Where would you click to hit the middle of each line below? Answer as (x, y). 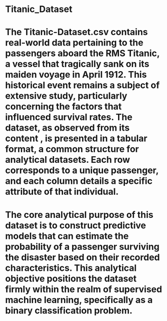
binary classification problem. (69, 310)
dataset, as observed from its (67, 128)
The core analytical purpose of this (79, 215)
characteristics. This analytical (71, 268)
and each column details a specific (79, 181)
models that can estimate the (67, 236)
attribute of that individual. (62, 192)
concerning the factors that (63, 107)
